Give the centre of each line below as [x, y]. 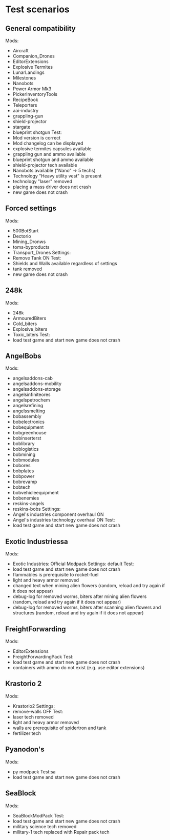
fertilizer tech [27, 733]
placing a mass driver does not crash [52, 187]
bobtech [22, 487]
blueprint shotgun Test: [37, 132]
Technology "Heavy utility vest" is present [57, 176]
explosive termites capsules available [52, 149]
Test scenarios [38, 9]
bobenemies [26, 498]
